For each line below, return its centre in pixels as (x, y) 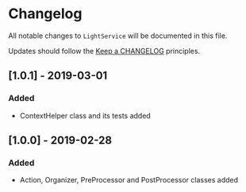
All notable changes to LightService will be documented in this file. (118, 36)
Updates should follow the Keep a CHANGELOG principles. (104, 51)
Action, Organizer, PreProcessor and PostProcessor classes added (129, 180)
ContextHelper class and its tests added (85, 115)
